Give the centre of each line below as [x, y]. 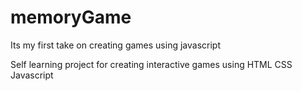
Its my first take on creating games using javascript [115, 45]
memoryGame [71, 17]
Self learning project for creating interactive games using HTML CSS [151, 64]
